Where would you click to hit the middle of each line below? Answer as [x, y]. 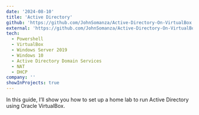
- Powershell [28, 39]
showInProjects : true [33, 83]
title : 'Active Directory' [39, 17]
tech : [13, 34]
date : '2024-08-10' [30, 11]
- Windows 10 [28, 55]
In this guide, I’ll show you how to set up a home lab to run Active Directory [97, 100]
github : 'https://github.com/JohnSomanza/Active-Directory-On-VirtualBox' [100, 22]
